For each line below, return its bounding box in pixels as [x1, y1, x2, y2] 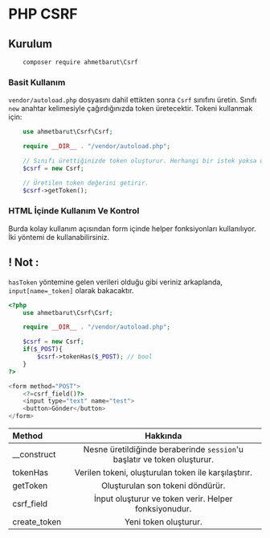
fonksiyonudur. [135, 503, 192, 515]
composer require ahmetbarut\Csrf [22, 58, 138, 66]
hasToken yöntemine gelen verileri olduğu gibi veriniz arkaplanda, [8, 277, 223, 287]
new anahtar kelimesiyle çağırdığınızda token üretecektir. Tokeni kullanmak [8, 104, 253, 114]
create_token [12, 516, 62, 528]
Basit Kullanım [8, 77, 66, 88]
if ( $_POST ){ [22, 346, 63, 354]
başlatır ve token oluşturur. [112, 454, 215, 466]
